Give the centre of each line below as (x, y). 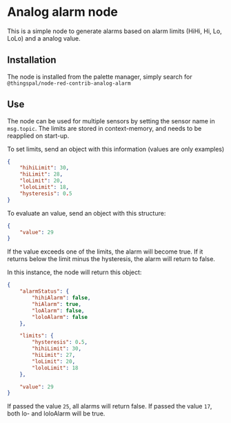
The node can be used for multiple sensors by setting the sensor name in (111, 121)
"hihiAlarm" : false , (61, 298)
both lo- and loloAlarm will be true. (56, 413)
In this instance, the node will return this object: (74, 272)
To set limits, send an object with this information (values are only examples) (116, 149)
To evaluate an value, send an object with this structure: (87, 213)
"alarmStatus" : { (44, 291)
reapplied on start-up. (38, 136)
